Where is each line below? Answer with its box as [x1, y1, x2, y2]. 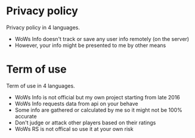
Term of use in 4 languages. [6, 82, 76, 89]
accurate [14, 112, 37, 120]
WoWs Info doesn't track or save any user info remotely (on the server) [14, 35, 190, 42]
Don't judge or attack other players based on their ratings [14, 119, 156, 126]
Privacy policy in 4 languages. [6, 24, 81, 31]
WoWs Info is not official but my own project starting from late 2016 [14, 93, 181, 101]
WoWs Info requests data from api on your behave [14, 100, 138, 107]
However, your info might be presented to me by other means [14, 42, 166, 49]
